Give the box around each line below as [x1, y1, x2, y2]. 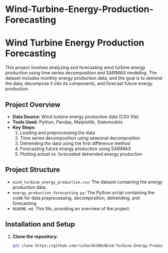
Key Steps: [12, 124, 36, 130]
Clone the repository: [12, 233, 58, 239]
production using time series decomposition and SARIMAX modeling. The [5, 70, 157, 76]
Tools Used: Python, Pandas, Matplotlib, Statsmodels [12, 119, 123, 125]
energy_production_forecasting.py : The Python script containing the [12, 189, 155, 195]
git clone [12, 243, 34, 248]
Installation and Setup [5, 220, 75, 229]
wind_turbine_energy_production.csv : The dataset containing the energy [12, 179, 163, 185]
